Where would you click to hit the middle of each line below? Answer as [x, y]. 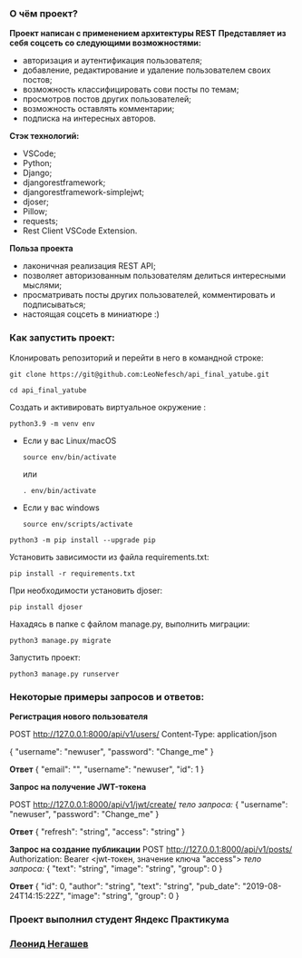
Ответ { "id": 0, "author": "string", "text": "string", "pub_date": [125, 886]
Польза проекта [42, 249]
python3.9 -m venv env [52, 424]
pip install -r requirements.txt [73, 573]
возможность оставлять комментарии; [98, 109]
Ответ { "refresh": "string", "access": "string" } [97, 831]
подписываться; [54, 305]
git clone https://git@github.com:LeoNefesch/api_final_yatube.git [140, 374]
